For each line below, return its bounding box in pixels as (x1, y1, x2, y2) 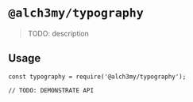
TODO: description (27, 28, 90, 38)
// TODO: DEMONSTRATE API (8, 86, 94, 94)
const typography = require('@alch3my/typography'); (8, 73, 187, 81)
